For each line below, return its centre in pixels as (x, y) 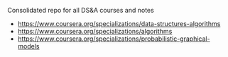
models (28, 46)
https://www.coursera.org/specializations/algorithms (95, 31)
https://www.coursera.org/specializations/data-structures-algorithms (119, 24)
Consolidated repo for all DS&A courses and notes (81, 10)
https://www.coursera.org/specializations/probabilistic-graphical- (114, 39)
